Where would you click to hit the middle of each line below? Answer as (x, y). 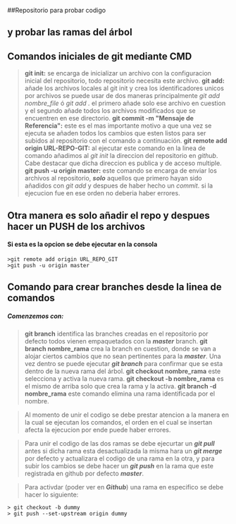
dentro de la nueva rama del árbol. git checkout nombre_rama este (123, 371)
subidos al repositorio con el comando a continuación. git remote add (126, 141)
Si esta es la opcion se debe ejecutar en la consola (82, 244)
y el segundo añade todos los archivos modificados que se (110, 111)
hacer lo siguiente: (51, 495)
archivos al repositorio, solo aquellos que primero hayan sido (113, 178)
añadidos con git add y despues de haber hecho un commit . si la (119, 185)
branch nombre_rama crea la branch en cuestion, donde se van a (120, 349)
